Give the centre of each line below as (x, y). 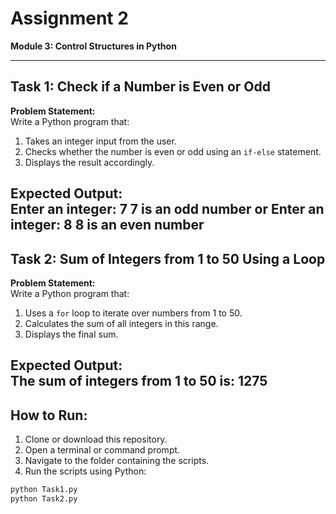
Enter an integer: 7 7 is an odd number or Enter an (167, 209)
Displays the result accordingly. (89, 162)
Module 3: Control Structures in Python (93, 46)
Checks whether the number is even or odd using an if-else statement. (173, 151)
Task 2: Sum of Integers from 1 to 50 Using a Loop (168, 258)
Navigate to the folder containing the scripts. (117, 461)
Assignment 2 (69, 18)
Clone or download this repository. (96, 439)
